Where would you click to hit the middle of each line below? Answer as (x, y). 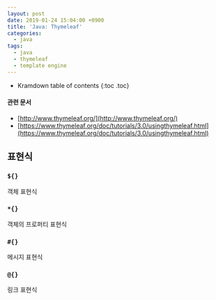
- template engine (40, 66)
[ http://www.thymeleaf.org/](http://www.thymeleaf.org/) (98, 118)
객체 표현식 (22, 191)
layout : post (26, 14)
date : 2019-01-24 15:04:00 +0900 (56, 20)
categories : (24, 33)
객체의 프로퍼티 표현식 (37, 224)
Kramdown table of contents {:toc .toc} (73, 85)
